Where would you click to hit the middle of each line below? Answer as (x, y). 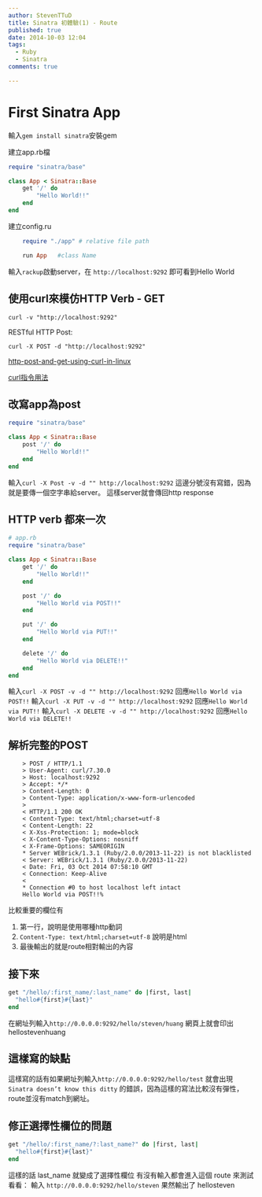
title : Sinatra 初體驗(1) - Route (63, 23)
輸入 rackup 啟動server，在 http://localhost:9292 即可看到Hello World (121, 272)
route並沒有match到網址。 (51, 1099)
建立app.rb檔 (30, 152)
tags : (17, 45)
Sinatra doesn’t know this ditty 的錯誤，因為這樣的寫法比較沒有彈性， (126, 1089)
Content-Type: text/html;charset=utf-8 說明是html (103, 937)
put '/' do (40, 625)
